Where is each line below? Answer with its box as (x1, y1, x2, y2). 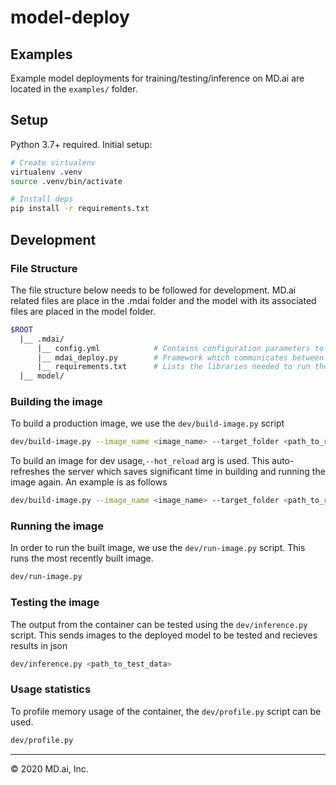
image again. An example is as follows (10, 476, 168, 488)
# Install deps (10, 194, 74, 205)
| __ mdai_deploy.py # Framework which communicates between (36, 352, 325, 363)
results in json (10, 639, 68, 651)
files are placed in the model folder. (10, 305, 156, 317)
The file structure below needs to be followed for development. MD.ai (10, 284, 297, 296)
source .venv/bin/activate (10, 176, 123, 186)
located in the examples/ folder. (10, 83, 138, 95)
